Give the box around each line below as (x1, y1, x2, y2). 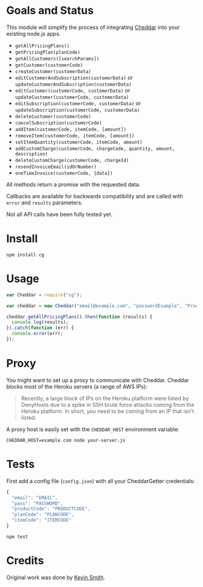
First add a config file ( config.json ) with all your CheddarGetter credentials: (6, 477, 195, 484)
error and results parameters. (6, 199, 83, 206)
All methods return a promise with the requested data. (6, 181, 141, 188)
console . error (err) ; (11, 331, 63, 337)
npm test (6, 533, 28, 540)
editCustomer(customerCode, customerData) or (14, 86, 130, 94)
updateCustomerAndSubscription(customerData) (14, 81, 132, 88)
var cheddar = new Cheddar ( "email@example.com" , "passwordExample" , (6, 303, 182, 309)
